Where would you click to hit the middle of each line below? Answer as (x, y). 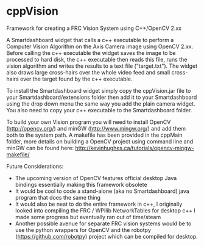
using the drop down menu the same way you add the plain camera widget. (101, 103)
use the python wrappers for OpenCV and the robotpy (83, 230)
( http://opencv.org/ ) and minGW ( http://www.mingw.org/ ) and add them (96, 128)
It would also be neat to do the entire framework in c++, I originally (99, 204)
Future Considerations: (35, 166)
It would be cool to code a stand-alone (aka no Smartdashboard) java (102, 191)
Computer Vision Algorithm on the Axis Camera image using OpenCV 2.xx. (100, 46)
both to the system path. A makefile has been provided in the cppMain (94, 135)
